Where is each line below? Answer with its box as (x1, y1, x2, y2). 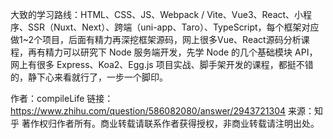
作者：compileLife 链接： (10, 93, 114, 104)
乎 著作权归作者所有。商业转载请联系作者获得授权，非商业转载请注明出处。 (10, 118, 320, 129)
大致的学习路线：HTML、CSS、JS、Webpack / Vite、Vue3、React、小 (10, 9, 304, 20)
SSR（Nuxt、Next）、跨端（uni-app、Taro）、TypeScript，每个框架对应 (27, 21, 320, 33)
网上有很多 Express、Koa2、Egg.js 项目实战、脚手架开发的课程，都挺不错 (10, 59, 314, 70)
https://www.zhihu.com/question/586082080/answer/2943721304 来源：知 (10, 105, 323, 117)
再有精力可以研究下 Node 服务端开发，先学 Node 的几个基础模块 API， (27, 46, 318, 58)
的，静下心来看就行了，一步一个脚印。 (10, 71, 168, 83)
